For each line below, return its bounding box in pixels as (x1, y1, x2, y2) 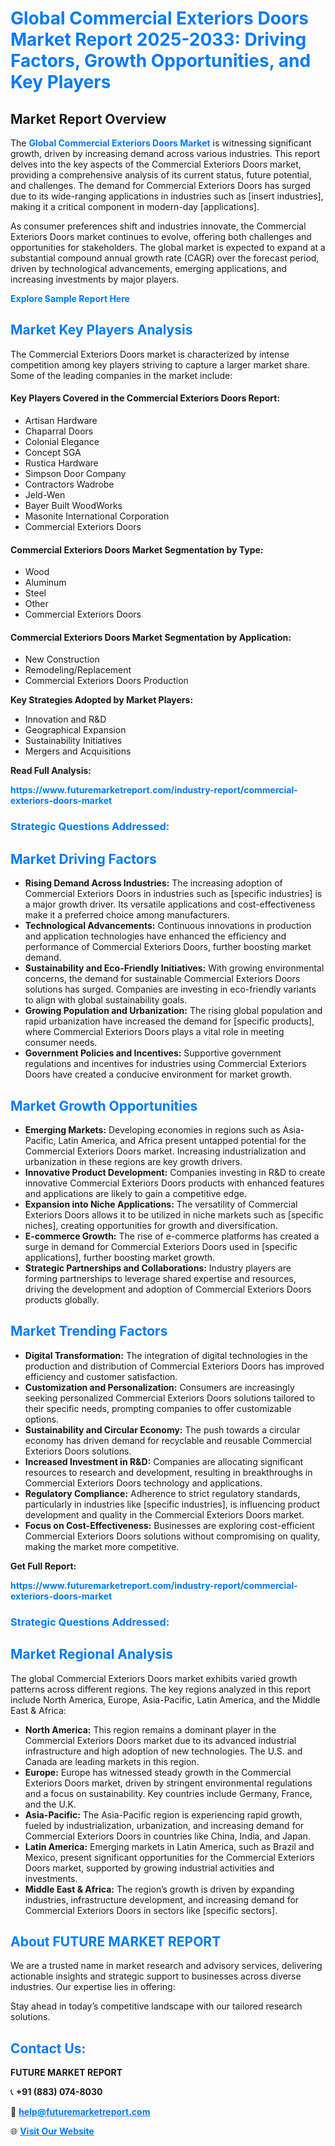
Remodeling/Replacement (24, 664, 132, 676)
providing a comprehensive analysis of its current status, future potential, (10, 169, 312, 181)
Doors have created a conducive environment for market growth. (24, 1068, 293, 1081)
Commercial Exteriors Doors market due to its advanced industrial (24, 1734, 297, 1746)
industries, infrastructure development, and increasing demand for (24, 1893, 300, 1906)
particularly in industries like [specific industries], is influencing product (24, 1498, 321, 1510)
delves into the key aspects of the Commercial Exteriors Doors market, (10, 158, 302, 170)
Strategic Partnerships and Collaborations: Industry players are (24, 1262, 292, 1274)
